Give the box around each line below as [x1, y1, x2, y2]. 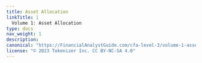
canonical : [6, 43, 34, 49]
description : [6, 37, 39, 43]
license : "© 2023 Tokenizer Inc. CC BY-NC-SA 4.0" [6, 48, 136, 54]
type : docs [6, 25, 34, 32]
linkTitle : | [6, 14, 39, 20]
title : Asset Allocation [6, 8, 69, 15]
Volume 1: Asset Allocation [11, 20, 82, 26]
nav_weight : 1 [6, 31, 42, 37]
